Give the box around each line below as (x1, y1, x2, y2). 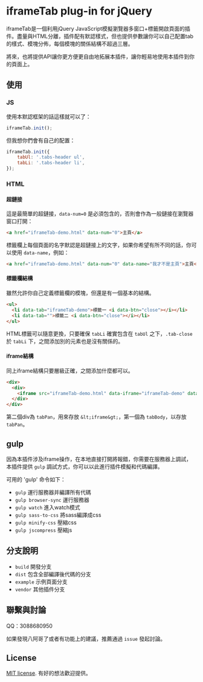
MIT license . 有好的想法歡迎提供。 (6, 669, 92, 677)
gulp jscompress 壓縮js (14, 526, 72, 533)
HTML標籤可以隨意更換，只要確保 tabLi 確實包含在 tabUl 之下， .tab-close (6, 330, 193, 337)
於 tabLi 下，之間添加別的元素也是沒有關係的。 (6, 337, 124, 345)
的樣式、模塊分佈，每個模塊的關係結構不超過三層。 (6, 40, 134, 47)
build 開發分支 (14, 563, 52, 570)
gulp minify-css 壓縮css (14, 518, 77, 526)
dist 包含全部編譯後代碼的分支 (14, 570, 92, 577)
